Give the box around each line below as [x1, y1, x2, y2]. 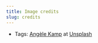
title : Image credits [6, 8, 59, 15]
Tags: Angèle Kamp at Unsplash [14, 30, 92, 37]
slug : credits [6, 14, 41, 20]
